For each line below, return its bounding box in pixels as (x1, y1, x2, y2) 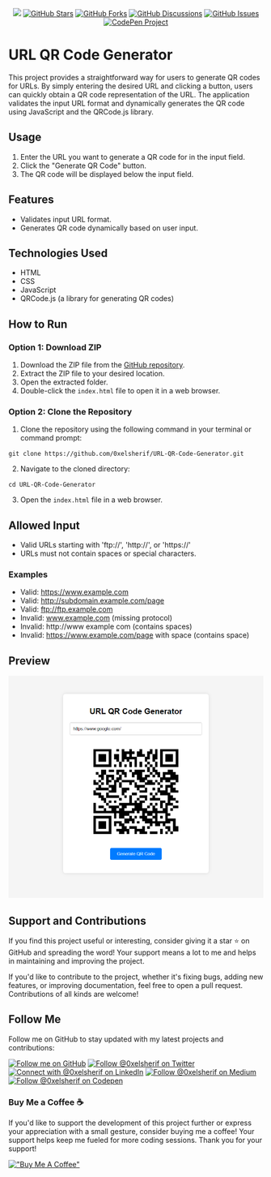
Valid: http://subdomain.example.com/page (19, 596, 164, 606)
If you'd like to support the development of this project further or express (8, 1118, 252, 1128)
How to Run (8, 317, 68, 331)
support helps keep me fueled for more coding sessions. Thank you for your (8, 1136, 263, 1145)
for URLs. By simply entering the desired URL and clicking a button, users (8, 81, 253, 91)
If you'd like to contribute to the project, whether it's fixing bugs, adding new (8, 972, 264, 982)
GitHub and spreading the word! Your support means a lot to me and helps (8, 947, 256, 957)
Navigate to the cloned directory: (19, 464, 131, 474)
